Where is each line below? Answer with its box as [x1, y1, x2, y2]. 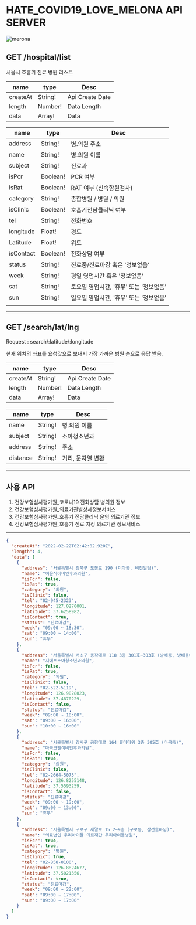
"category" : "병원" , [21, 848, 69, 855]
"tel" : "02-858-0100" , [21, 859, 77, 865]
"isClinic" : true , [21, 854, 66, 860]
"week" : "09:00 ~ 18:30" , [21, 625, 85, 631]
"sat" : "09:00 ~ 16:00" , [21, 717, 82, 724]
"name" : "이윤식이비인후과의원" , [21, 570, 91, 576]
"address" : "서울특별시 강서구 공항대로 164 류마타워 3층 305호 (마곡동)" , [21, 739, 184, 745]
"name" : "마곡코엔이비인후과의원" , [21, 745, 95, 751]
